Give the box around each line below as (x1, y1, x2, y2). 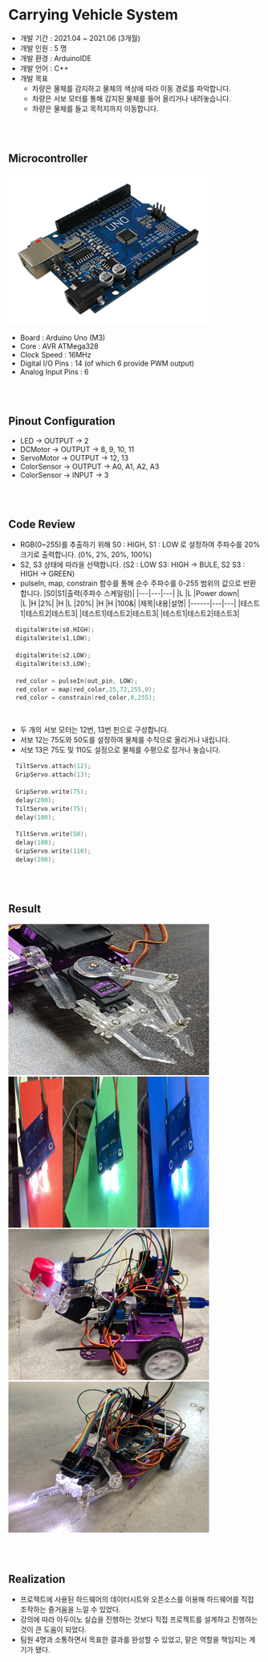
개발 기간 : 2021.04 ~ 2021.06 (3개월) (19, 33, 140, 43)
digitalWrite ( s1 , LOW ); (15, 635, 91, 643)
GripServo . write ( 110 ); (15, 847, 91, 855)
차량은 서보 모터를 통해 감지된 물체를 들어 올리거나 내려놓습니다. (31, 93, 231, 103)
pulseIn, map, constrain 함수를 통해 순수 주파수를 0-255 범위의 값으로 (19, 578, 242, 589)
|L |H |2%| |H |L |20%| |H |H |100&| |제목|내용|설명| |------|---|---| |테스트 (19, 598, 261, 609)
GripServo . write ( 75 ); (15, 788, 88, 796)
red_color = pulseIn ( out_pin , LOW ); (15, 676, 138, 685)
